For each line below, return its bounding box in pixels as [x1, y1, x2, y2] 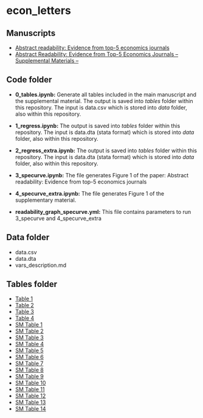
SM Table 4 [15, 341, 44, 348]
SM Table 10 [15, 379, 46, 387]
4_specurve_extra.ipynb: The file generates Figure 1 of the [15, 190, 165, 197]
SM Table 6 [15, 353, 44, 361]
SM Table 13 [15, 399, 46, 406]
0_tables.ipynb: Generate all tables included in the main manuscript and [15, 91, 196, 98]
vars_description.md [15, 261, 67, 269]
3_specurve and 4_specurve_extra [15, 214, 101, 222]
